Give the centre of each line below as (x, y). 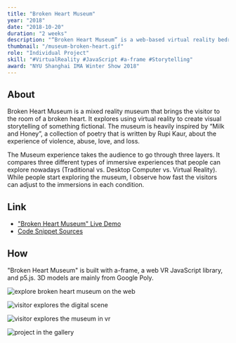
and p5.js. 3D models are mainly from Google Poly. (80, 278)
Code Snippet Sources (50, 231)
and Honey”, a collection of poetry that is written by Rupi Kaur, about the (112, 134)
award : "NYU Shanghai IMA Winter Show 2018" (73, 66)
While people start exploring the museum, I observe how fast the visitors (112, 177)
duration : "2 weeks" (38, 33)
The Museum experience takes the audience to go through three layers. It (114, 155)
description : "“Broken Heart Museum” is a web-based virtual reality (111, 40)
